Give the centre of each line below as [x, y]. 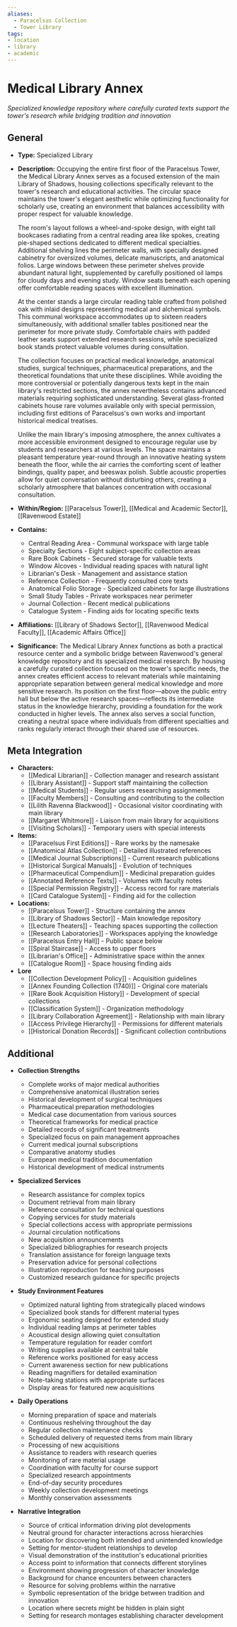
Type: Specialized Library [55, 155]
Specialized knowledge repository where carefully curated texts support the [118, 108]
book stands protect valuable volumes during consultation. [103, 346]
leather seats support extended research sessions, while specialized [117, 339]
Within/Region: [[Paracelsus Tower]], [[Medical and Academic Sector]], [122, 508]
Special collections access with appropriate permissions [110, 1225]
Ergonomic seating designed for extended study [98, 1320]
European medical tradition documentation [90, 1160]
